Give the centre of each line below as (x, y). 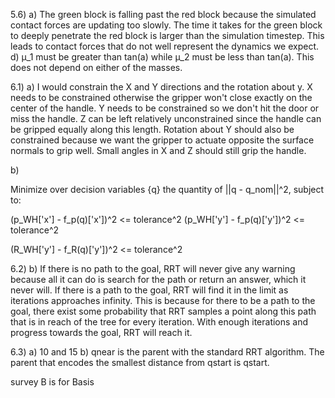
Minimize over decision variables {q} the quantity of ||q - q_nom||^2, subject (167, 189)
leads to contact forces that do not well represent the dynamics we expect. (165, 46)
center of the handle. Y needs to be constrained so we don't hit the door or (165, 108)
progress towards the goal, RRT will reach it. (101, 332)
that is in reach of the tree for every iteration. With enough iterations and (159, 322)
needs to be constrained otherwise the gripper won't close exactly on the (161, 97)
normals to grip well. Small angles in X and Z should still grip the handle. (158, 150)
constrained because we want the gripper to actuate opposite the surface (162, 140)
